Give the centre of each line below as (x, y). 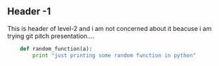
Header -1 (29, 12)
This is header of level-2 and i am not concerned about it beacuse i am (109, 28)
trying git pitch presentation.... (51, 36)
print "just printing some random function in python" (114, 55)
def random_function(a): (56, 48)
